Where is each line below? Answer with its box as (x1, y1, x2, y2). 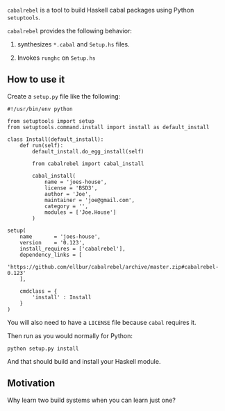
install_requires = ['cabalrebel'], (19, 245, 126, 252)
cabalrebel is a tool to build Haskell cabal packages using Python (7, 6, 194, 14)
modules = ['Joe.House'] (44, 208, 117, 216)
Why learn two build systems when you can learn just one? (7, 396, 176, 404)
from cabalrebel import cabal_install (32, 160, 144, 167)
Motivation (7, 378, 56, 389)
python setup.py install (7, 345, 79, 352)
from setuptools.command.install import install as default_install (7, 124, 210, 131)
